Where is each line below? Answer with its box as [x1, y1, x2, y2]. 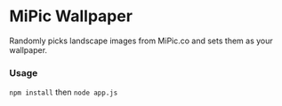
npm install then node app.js [9, 87, 118, 98]
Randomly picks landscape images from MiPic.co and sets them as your [9, 35, 273, 46]
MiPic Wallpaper [9, 6, 133, 26]
